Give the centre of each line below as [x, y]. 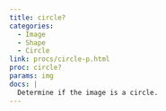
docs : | [24, 84]
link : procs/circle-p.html [60, 59]
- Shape [32, 43]
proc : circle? [36, 68]
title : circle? [38, 17]
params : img [31, 76]
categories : [31, 26]
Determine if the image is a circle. [88, 92]
